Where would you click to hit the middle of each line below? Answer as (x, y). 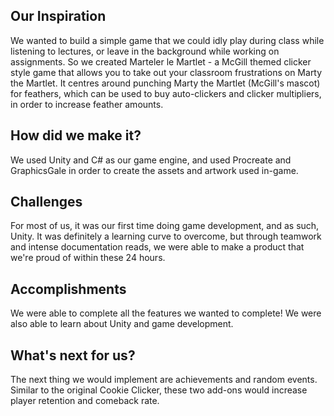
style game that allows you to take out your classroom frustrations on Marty (166, 72)
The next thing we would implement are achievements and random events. (164, 380)
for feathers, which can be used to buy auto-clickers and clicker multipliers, (166, 93)
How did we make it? (76, 135)
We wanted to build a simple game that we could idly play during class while (167, 40)
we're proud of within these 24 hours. (88, 258)
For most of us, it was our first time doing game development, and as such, (165, 226)
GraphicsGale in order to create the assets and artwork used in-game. (154, 170)
